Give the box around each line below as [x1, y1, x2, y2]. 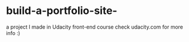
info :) [6, 29, 21, 36]
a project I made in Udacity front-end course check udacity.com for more [6, 23, 183, 30]
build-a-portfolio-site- [6, 4, 117, 17]
